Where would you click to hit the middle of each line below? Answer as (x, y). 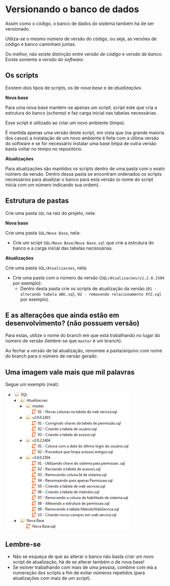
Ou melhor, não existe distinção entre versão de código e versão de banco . (84, 54)
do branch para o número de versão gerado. (52, 356)
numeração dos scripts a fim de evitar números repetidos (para (79, 573)
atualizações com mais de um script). (52, 578)
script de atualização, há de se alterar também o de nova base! (78, 562)
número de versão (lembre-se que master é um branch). (64, 341)
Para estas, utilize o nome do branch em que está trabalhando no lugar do (83, 336)
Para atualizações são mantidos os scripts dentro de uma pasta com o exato (85, 169)
